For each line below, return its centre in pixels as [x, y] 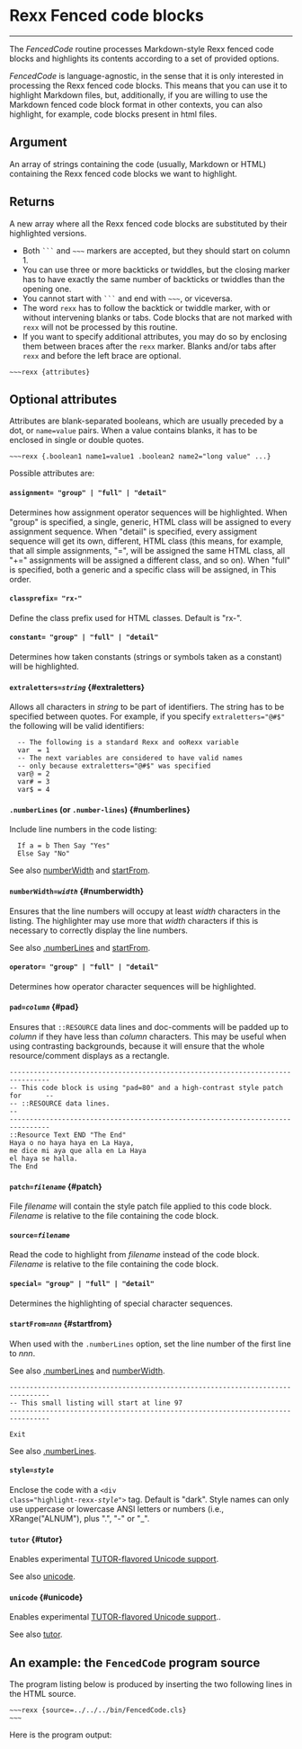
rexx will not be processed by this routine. [100, 327]
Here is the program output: [61, 1735]
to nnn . [22, 1353]
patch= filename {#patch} [56, 1186]
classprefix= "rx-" [46, 599]
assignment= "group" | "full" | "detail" [88, 493]
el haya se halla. [44, 1159]
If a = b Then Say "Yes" [64, 846]
